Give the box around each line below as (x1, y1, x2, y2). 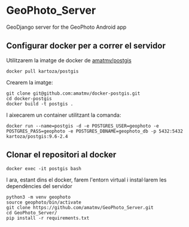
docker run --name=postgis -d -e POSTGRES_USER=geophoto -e (6, 123, 160, 129)
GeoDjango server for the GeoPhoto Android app (6, 23, 127, 31)
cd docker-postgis (6, 95, 52, 102)
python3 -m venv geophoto (6, 194, 71, 200)
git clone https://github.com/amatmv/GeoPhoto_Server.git (6, 204, 154, 210)
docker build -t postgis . (6, 101, 74, 107)
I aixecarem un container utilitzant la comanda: (6, 111, 121, 119)
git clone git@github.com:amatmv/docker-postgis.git (6, 90, 141, 96)
